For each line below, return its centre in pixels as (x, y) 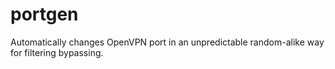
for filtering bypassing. (57, 52)
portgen (44, 14)
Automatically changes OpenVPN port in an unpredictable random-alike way (167, 42)
